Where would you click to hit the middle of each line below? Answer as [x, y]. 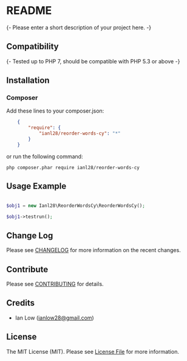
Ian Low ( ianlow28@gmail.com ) [54, 318]
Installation [28, 81]
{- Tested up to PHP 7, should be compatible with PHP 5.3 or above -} [93, 61]
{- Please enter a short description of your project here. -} [79, 27]
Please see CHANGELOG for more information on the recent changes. [93, 250]
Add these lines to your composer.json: [55, 111]
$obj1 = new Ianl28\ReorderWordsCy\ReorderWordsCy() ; [76, 205]
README [29, 11]
